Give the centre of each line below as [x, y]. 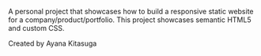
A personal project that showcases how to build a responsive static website [131, 11]
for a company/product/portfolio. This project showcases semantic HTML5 [130, 20]
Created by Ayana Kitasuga [53, 43]
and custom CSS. [36, 28]
